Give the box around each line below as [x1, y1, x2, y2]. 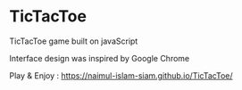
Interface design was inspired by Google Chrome [9, 53, 190, 63]
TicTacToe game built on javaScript [9, 36, 138, 46]
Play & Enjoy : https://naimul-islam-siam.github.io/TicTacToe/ [9, 70, 234, 81]
